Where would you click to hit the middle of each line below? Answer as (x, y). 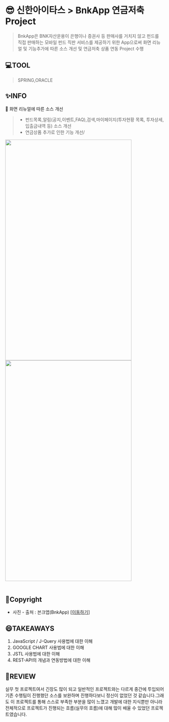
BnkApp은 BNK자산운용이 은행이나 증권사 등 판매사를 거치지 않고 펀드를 (88, 36)
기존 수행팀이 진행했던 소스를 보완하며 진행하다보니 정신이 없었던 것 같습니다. (81, 695)
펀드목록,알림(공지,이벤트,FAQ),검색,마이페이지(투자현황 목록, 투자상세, (94, 120)
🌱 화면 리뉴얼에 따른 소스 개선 (34, 108)
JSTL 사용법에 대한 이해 (36, 654)
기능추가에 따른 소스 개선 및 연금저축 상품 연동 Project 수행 (86, 48)
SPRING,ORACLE (35, 80)
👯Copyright (24, 599)
